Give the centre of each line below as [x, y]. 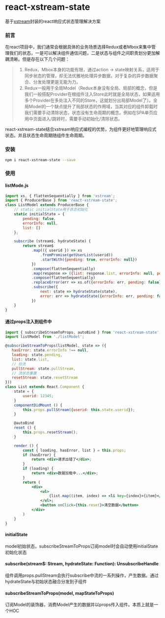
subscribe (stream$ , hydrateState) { [53, 241]
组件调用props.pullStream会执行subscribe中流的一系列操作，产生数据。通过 [82, 575]
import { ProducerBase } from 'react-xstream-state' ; [61, 201]
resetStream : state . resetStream [45, 378]
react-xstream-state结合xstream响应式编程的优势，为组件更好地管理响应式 [81, 129]
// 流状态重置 [24, 373]
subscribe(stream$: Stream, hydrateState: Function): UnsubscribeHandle [82, 564]
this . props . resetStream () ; [50, 432]
